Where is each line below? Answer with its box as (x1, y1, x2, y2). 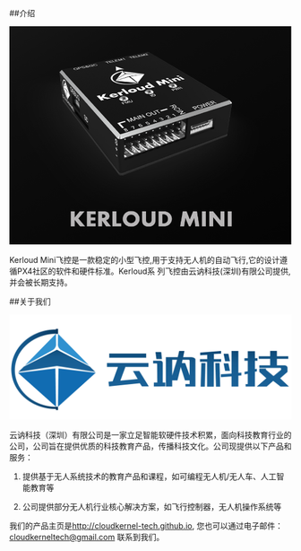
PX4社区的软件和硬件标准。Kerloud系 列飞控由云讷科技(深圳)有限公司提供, (16, 266, 291, 276)
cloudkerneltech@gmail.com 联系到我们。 (9, 531, 165, 542)
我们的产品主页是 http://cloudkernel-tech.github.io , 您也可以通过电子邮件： (9, 520, 284, 531)
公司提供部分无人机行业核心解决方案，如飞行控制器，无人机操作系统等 (21, 501, 282, 512)
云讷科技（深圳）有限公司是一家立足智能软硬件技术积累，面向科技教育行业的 (9, 429, 292, 440)
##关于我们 (9, 295, 51, 307)
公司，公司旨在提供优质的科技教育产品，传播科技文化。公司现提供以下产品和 (9, 441, 292, 451)
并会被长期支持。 (9, 276, 73, 287)
